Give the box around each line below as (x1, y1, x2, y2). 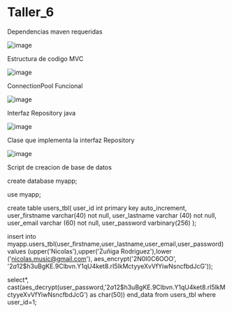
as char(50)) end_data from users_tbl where (89, 290, 217, 298)
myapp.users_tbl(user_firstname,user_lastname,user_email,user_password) (7, 239, 224, 248)
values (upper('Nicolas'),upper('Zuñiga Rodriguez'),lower (7, 246, 173, 256)
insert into (7, 232, 36, 240)
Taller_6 (7, 4, 55, 20)
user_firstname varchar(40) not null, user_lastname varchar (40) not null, (7, 211, 217, 219)
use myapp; (7, 190, 41, 198)
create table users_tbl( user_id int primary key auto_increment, (7, 204, 187, 212)
